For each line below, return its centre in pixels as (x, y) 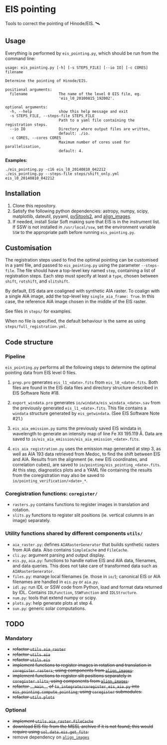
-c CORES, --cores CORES (35, 138)
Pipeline (15, 356)
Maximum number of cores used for (94, 142)
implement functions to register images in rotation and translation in (82, 665)
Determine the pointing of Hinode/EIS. (47, 81)
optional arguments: (27, 107)
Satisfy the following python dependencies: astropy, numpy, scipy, (81, 211)
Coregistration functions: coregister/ (52, 493)
